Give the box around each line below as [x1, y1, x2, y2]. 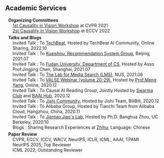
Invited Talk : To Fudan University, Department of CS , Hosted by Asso [12, 61, 155, 67]
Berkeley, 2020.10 [12, 119, 49, 125]
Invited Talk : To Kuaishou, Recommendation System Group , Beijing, [12, 50, 151, 56]
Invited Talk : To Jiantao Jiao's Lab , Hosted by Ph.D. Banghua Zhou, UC [12, 114, 159, 120]
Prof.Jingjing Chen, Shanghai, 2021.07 [12, 66, 91, 72]
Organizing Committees [8, 17, 58, 23]
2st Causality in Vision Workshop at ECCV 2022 [12, 27, 110, 34]
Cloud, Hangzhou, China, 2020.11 [12, 108, 80, 114]
